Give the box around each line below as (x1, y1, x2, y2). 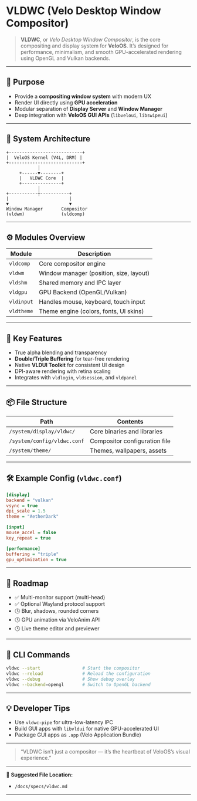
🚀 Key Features (6, 333, 63, 344)
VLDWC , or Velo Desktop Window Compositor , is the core (20, 36, 161, 43)
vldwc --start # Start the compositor (6, 666, 141, 671)
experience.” (20, 755, 52, 762)
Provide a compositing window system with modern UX (14, 93, 151, 100)
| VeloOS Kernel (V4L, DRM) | (6, 154, 83, 161)
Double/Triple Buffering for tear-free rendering (14, 355, 130, 362)
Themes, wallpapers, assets (90, 447, 167, 454)
